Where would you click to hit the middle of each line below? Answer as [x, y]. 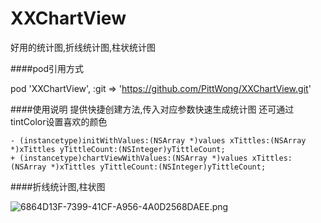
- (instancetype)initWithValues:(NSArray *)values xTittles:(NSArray [158, 140]
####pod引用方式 [47, 68]
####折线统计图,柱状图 [58, 186]
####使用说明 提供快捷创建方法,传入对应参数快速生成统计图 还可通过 [152, 109]
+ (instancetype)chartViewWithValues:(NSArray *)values [129, 158]
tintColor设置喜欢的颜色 [59, 121]
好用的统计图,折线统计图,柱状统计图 [83, 47]
